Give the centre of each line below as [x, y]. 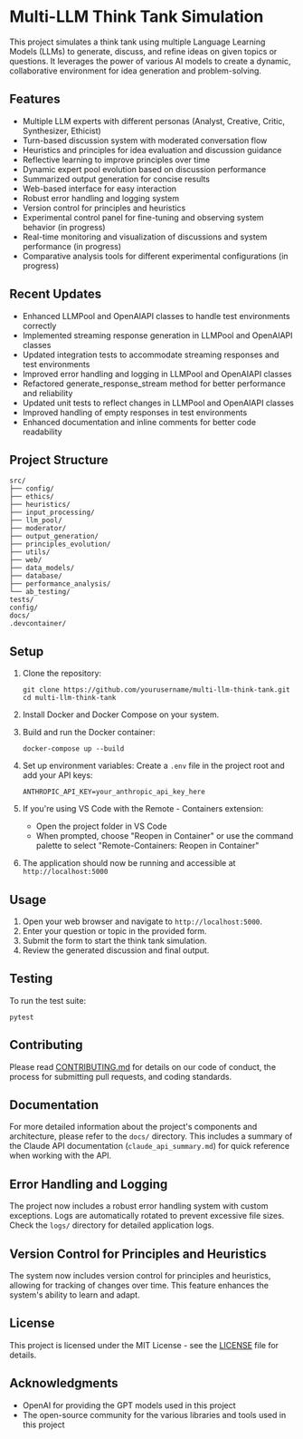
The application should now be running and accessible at [129, 863]
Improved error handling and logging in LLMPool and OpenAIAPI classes [157, 374]
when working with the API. [61, 1156]
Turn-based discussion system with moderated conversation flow [145, 140]
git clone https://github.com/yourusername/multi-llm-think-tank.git [156, 690]
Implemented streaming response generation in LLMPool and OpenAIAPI [157, 335]
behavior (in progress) [64, 227]
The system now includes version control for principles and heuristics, [140, 1276]
